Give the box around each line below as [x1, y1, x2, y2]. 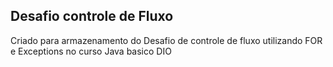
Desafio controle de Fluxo [10, 8, 174, 25]
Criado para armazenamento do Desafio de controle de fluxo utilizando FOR [10, 34, 323, 46]
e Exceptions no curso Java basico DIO [10, 45, 172, 57]
